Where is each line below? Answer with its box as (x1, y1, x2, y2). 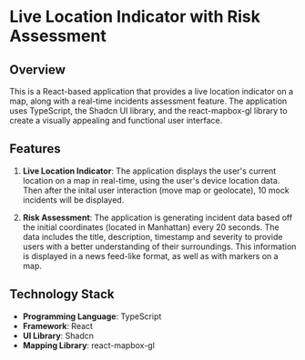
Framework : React (22, 320, 94, 331)
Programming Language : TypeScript (22, 311, 162, 322)
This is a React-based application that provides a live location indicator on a (9, 86, 294, 96)
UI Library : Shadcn (22, 330, 94, 341)
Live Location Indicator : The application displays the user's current (22, 165, 277, 176)
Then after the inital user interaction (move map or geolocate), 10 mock (22, 185, 290, 195)
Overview (9, 62, 66, 77)
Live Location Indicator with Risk (9, 6, 261, 27)
